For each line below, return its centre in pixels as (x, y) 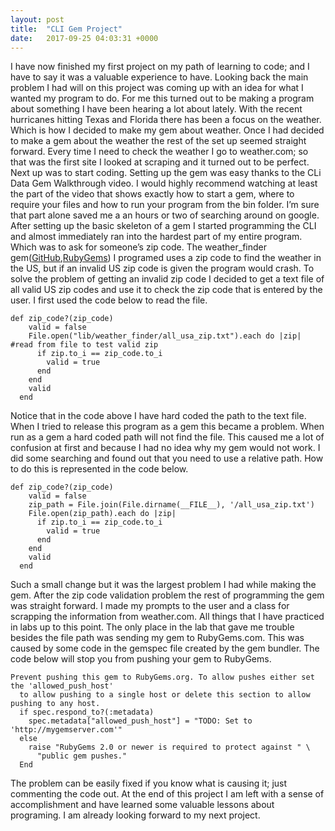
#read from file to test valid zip (84, 345)
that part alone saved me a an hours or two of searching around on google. (165, 215)
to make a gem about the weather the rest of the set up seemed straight (158, 141)
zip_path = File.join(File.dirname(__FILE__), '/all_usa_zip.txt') (171, 505)
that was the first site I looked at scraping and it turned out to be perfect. (160, 162)
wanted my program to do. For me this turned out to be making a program (162, 98)
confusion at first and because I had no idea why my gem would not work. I (165, 448)
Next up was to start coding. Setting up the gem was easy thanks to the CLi (166, 173)
